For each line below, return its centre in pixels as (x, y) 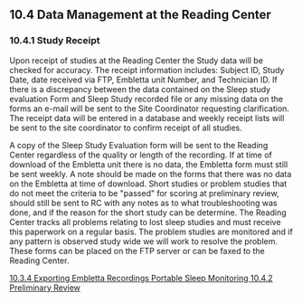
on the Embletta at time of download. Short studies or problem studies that (148, 184)
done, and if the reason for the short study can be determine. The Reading (148, 212)
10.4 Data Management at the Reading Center (140, 15)
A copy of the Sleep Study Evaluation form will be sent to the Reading (139, 145)
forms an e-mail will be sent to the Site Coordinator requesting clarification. (149, 109)
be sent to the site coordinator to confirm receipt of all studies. (126, 127)
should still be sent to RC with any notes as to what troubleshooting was (143, 203)
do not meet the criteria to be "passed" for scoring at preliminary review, (144, 193)
